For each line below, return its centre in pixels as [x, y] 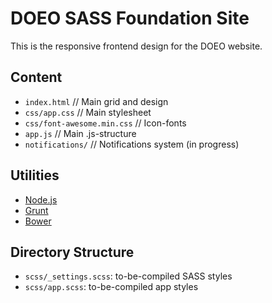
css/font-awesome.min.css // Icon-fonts [105, 123]
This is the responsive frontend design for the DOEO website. [136, 46]
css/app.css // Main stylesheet [88, 112]
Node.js [41, 199]
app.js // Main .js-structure [80, 133]
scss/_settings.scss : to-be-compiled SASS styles [128, 276]
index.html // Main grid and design [96, 101]
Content [36, 77]
